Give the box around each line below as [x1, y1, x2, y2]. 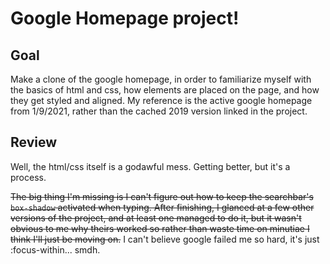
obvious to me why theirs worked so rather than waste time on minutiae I [10, 222, 310, 234]
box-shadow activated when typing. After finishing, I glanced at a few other [10, 201, 315, 213]
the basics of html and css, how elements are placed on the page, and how [10, 84, 320, 96]
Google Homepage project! [10, 7, 240, 30]
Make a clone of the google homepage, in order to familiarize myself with [10, 73, 312, 85]
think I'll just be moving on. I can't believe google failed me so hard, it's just [10, 233, 320, 245]
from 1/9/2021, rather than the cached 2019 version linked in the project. [10, 105, 308, 117]
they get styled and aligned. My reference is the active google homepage [10, 95, 313, 106]
